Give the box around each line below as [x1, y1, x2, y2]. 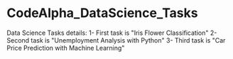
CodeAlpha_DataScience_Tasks [6, 5, 198, 21]
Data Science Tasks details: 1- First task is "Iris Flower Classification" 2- [6, 28, 217, 37]
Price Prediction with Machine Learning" [6, 43, 125, 52]
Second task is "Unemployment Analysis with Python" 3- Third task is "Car [6, 36, 226, 44]
